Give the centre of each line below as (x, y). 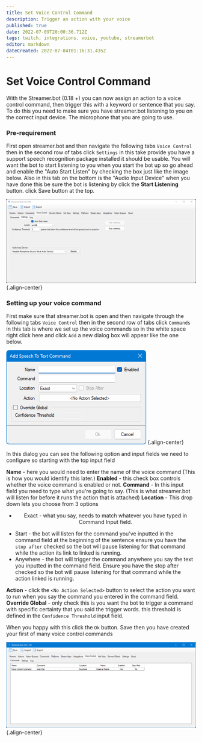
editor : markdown (28, 45)
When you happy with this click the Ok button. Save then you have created (98, 627)
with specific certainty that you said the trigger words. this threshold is (94, 609)
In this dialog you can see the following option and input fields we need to (97, 454)
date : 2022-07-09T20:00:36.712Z (47, 32)
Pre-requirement (31, 132)
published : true (26, 25)
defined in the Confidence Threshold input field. (65, 616)
